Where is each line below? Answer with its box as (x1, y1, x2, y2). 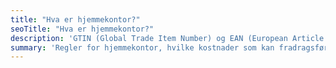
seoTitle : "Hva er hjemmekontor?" (10, 24, 155, 34)
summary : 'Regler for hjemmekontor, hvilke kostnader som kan (10, 42, 275, 53)
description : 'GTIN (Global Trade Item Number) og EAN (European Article (10, 33, 325, 43)
